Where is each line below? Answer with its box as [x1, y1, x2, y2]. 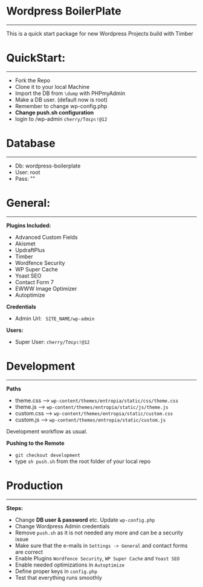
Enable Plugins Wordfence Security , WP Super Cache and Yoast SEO [14, 554, 180, 562]
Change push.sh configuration [14, 109, 94, 116]
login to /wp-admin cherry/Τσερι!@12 [14, 115, 108, 122]
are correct [14, 548, 43, 556]
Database [6, 137, 56, 151]
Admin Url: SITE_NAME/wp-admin [14, 314, 95, 322]
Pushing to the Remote [6, 439, 65, 447]
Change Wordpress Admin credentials [14, 522, 110, 530]
